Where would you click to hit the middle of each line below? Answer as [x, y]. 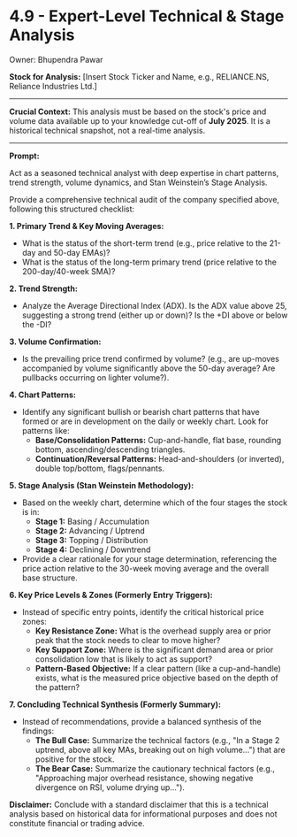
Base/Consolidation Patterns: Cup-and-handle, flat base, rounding [158, 440]
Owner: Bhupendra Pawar [56, 59]
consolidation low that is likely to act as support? [124, 659]
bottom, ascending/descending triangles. [110, 449]
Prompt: [24, 156]
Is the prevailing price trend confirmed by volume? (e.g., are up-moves [151, 358]
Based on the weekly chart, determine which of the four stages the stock [155, 503]
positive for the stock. [75, 759]
